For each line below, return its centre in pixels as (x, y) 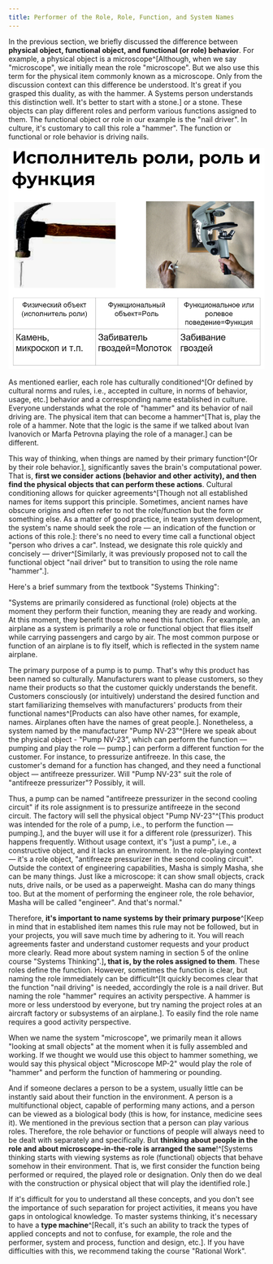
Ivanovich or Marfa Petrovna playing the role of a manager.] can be (121, 434)
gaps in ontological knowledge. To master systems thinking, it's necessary (133, 1216)
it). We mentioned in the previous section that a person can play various (129, 1122)
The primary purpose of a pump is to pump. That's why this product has (129, 670)
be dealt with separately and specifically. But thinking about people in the (133, 1139)
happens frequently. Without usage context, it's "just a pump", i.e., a (123, 841)
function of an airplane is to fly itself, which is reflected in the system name (134, 645)
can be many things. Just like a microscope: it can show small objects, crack (136, 876)
